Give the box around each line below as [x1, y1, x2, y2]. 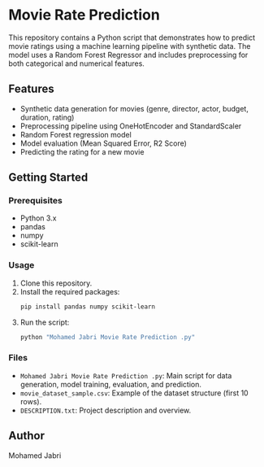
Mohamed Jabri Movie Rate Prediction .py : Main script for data [19, 370, 232, 380]
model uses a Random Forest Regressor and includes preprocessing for [8, 50, 249, 59]
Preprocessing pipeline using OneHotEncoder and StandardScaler [19, 120, 242, 131]
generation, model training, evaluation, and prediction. [19, 379, 201, 389]
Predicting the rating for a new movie [19, 146, 145, 156]
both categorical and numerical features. [8, 59, 145, 68]
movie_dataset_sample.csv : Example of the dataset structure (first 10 [19, 388, 249, 398]
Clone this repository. [19, 278, 93, 288]
